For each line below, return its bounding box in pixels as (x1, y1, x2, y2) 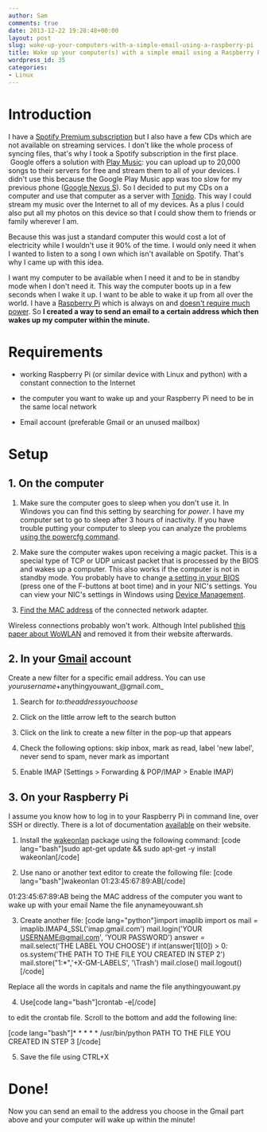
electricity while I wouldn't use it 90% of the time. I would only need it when (8, 240, 257, 250)
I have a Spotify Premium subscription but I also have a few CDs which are (8, 132, 252, 141)
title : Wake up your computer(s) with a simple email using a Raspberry (8, 49, 254, 57)
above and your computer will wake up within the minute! (8, 1115, 195, 1125)
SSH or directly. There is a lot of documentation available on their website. (8, 820, 251, 830)
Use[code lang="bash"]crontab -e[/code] (19, 997, 157, 1007)
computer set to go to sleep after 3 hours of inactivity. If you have (19, 515, 234, 525)
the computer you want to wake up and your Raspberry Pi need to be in (19, 393, 254, 403)
